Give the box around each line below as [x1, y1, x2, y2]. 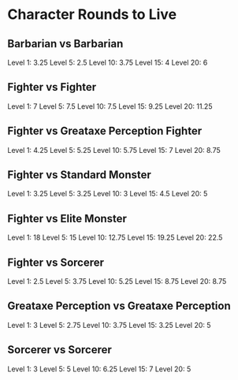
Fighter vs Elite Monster [7, 211, 128, 225]
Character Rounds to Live [7, 6, 177, 24]
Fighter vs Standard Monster [7, 168, 151, 182]
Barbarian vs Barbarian [7, 37, 124, 50]
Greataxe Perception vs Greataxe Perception [7, 300, 232, 313]
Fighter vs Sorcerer [7, 255, 104, 269]
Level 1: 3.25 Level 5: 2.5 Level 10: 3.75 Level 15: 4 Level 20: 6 [7, 58, 208, 67]
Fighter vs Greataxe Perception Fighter [7, 125, 203, 138]
